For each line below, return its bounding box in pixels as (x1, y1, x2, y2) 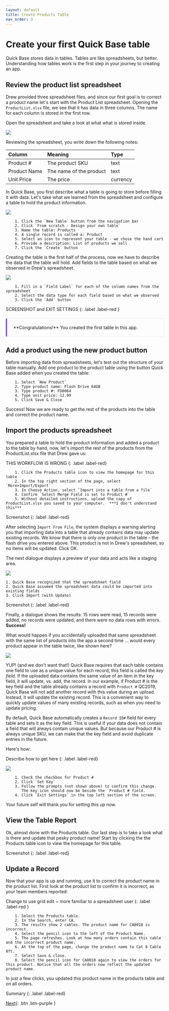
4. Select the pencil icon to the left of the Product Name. (15, 931, 145, 936)
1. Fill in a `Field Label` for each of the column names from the (15, 284, 159, 289)
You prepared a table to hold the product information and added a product (6, 440, 159, 446)
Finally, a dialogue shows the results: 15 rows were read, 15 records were (6, 611, 157, 617)
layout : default (6, 7, 40, 13)
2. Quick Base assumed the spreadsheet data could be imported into (6, 584, 152, 589)
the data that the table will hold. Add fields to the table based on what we (6, 259, 157, 265)
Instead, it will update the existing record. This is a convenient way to (6, 694, 149, 700)
